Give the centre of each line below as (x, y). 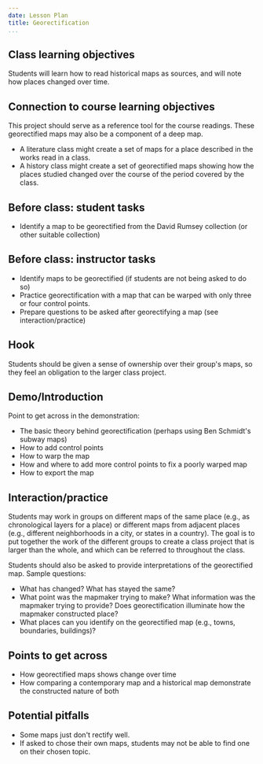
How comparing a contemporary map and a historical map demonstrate (135, 683)
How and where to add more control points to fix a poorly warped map (133, 464)
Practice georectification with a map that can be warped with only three (135, 295)
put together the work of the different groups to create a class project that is (131, 542)
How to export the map (57, 473)
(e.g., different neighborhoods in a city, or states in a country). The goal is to (131, 533)
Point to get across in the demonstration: (74, 416)
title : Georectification (49, 23)
